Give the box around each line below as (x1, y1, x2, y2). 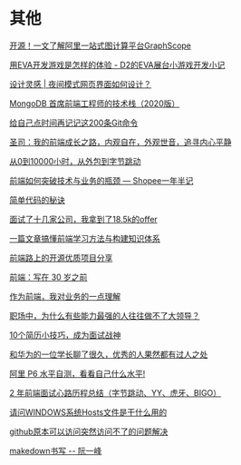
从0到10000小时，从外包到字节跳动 (9, 155, 141, 166)
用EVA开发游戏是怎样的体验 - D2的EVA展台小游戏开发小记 (9, 59, 226, 70)
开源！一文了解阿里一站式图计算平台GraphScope (9, 40, 192, 51)
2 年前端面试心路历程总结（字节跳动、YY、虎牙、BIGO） (9, 387, 222, 398)
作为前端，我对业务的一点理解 (9, 291, 120, 302)
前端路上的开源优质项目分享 (9, 252, 113, 263)
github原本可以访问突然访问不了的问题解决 (9, 426, 169, 437)
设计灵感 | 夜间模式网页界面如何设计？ (9, 78, 152, 89)
